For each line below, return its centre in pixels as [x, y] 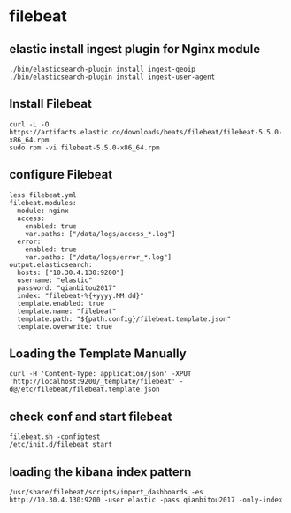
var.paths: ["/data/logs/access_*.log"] [100, 234]
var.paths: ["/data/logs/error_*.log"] [99, 257]
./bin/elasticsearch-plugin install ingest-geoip [103, 69]
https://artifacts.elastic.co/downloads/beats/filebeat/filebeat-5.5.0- [146, 132]
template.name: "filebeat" [67, 311]
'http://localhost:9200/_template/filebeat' [92, 382]
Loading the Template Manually [98, 354]
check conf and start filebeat [91, 416]
